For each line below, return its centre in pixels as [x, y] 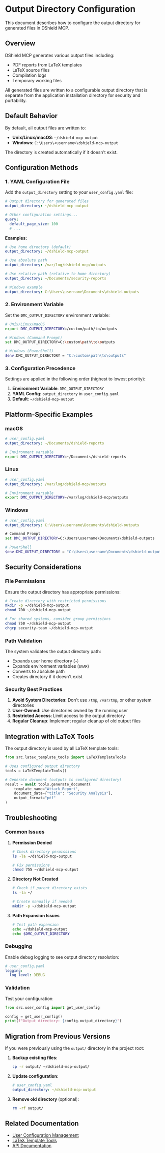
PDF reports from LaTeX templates [47, 64]
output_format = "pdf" [35, 798]
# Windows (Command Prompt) [34, 338]
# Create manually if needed [42, 902]
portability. [16, 100]
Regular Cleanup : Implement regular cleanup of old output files [76, 721]
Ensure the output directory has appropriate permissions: [63, 592]
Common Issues [25, 832]
